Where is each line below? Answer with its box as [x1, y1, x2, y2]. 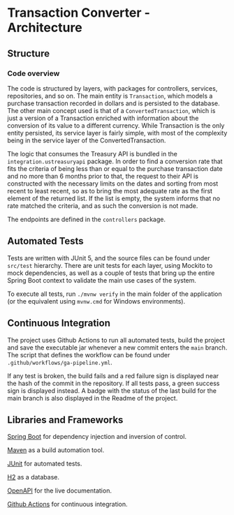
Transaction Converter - [7, 5, 150, 21]
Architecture [7, 20, 82, 36]
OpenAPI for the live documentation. [7, 486, 112, 495]
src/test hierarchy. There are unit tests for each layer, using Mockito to [7, 261, 213, 269]
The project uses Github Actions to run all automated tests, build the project [7, 336, 226, 344]
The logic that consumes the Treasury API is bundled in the [7, 149, 178, 158]
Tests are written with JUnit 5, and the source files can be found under [7, 253, 210, 262]
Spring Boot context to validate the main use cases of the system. [7, 276, 197, 284]
